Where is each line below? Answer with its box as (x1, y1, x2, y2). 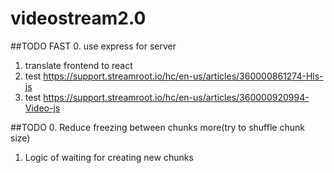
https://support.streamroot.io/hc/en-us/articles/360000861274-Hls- (43, 70, 324, 82)
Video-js (24, 102, 61, 114)
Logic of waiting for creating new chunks (24, 151, 194, 163)
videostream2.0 (10, 7, 147, 30)
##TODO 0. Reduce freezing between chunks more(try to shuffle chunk (10, 121, 305, 133)
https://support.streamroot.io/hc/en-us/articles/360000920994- (43, 91, 310, 103)
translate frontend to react (24, 59, 133, 71)
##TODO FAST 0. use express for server (10, 40, 177, 52)
